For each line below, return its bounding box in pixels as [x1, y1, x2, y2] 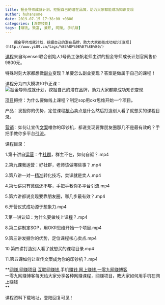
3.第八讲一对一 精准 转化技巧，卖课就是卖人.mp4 [5, 172, 102, 178]
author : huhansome [5, 12, 43, 17]
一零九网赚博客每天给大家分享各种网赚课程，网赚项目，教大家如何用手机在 [5, 273, 156, 279]
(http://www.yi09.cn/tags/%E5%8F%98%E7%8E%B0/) [5, 44, 105, 49]
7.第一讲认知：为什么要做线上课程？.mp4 [5, 214, 88, 220]
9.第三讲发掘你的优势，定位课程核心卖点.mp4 [5, 235, 97, 241]
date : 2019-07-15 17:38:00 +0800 [5, 16, 74, 21]
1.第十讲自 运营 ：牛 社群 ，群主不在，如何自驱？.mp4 [5, 151, 109, 158]
